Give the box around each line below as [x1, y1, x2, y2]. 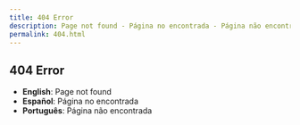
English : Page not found [21, 87, 112, 97]
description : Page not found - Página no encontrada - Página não [9, 21, 262, 30]
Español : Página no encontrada [21, 96, 138, 107]
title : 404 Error [9, 12, 74, 22]
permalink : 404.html [9, 29, 87, 38]
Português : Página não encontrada [21, 105, 153, 116]
